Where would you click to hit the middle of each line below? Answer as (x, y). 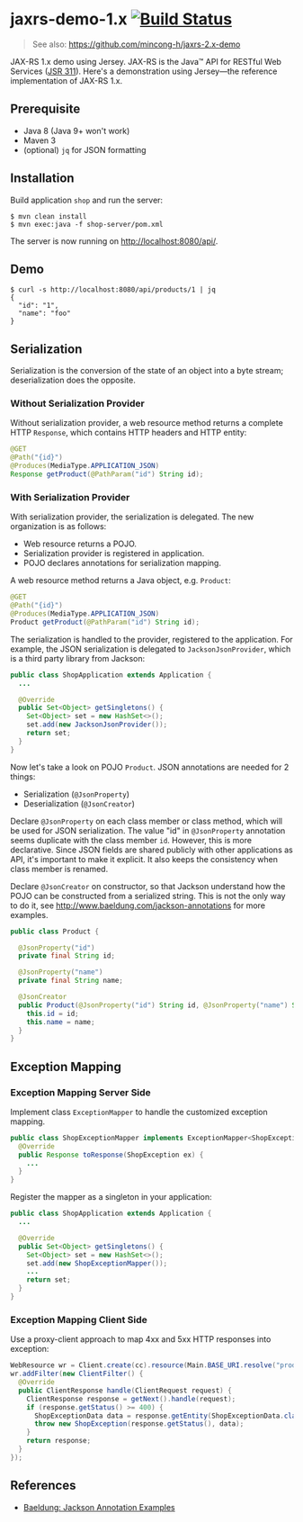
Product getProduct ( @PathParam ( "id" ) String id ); (105, 622)
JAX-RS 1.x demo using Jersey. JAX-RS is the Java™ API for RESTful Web (146, 61)
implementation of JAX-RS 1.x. (67, 80)
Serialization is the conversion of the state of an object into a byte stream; (147, 371)
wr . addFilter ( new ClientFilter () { (77, 1374)
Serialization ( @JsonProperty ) (76, 794)
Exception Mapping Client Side (79, 1319)
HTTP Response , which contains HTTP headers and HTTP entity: (129, 433)
